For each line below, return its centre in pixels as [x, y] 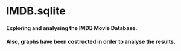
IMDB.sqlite [36, 11]
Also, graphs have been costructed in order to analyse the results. [91, 42]
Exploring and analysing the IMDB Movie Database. [72, 28]
